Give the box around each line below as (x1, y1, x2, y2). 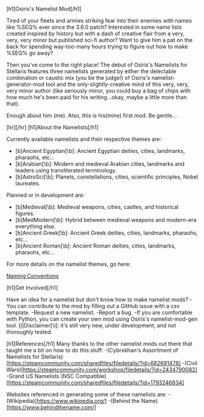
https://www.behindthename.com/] (8, 404, 96, 411)
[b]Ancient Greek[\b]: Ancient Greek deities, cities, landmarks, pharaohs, (15, 229, 198, 237)
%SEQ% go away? (6, 49, 54, 57)
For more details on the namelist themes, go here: (6, 260, 131, 268)
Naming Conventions (6, 273, 59, 279)
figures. (15, 210, 35, 217)
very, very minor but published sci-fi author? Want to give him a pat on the (6, 37, 193, 43)
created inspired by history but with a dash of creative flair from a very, (6, 30, 185, 37)
